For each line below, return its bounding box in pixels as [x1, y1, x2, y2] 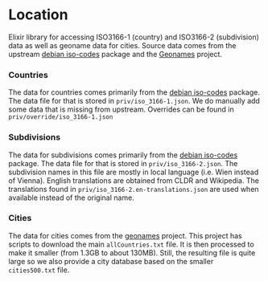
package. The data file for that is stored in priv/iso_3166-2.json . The [8, 158, 238, 168]
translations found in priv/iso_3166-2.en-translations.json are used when [8, 184, 259, 193]
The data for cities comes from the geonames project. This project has [8, 230, 243, 240]
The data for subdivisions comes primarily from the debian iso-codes [8, 150, 238, 160]
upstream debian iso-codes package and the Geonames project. [8, 49, 223, 59]
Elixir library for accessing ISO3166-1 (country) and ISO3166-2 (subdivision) [8, 32, 260, 42]
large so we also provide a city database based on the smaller [8, 256, 214, 266]
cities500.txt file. [8, 265, 70, 275]
